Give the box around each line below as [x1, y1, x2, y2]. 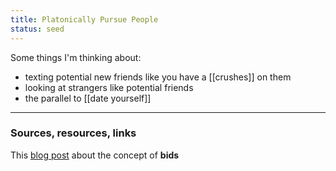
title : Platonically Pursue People [10, 14, 159, 25]
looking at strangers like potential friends [24, 81, 194, 93]
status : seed [10, 24, 65, 34]
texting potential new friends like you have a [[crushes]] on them [24, 71, 292, 83]
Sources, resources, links [10, 126, 137, 140]
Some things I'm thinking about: [10, 51, 142, 63]
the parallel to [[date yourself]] [24, 92, 152, 104]
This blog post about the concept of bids [10, 149, 180, 161]
